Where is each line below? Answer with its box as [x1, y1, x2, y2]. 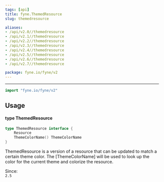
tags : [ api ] [5, 7, 29, 12]
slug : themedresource [5, 16, 49, 21]
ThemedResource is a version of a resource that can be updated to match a [5, 148, 157, 154]
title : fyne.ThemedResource [5, 12, 62, 17]
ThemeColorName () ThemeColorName [14, 135, 82, 140]
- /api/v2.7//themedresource [5, 61, 64, 66]
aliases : [5, 25, 23, 30]
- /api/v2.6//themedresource [5, 57, 64, 61]
